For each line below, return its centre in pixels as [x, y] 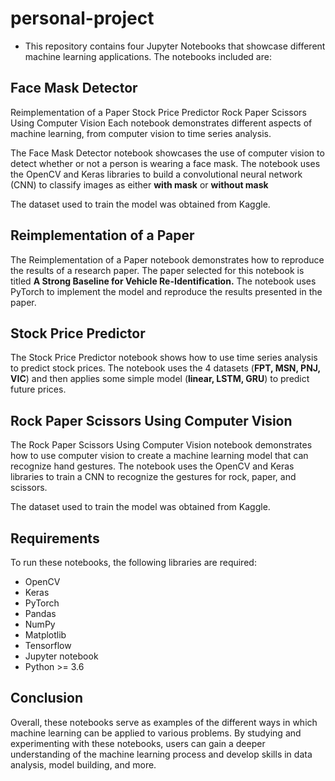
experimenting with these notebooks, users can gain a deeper [138, 743]
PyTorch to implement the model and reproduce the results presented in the [166, 291]
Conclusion [47, 698]
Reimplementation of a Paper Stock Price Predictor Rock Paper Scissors [158, 112]
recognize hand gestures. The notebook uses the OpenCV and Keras [152, 466]
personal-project [82, 18]
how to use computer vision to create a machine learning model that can [159, 456]
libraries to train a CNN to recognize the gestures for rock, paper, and [153, 477]
